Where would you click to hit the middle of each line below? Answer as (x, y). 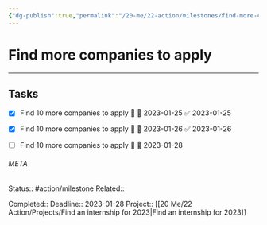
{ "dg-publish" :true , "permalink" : (64, 16)
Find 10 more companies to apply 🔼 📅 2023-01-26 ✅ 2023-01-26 (126, 129)
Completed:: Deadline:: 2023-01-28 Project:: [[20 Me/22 (100, 204)
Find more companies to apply (110, 54)
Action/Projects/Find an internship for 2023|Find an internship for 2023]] (128, 212)
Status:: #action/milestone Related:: (66, 188)
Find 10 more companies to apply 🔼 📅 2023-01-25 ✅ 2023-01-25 (126, 113)
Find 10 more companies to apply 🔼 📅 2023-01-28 (101, 145)
